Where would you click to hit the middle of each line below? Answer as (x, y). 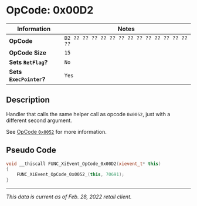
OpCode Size (28, 52)
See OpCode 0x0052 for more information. (57, 131)
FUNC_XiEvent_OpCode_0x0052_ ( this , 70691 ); (71, 175)
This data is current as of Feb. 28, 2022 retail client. (69, 197)
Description (28, 100)
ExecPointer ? (27, 79)
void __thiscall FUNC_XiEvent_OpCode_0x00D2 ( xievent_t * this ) (84, 164)
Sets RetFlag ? (28, 62)
